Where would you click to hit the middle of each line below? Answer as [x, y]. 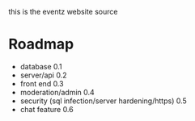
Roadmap [41, 44]
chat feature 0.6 [47, 109]
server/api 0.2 [43, 75]
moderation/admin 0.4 [57, 92]
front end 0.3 [42, 83]
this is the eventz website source [63, 12]
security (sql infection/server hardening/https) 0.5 [104, 101]
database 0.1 [41, 66]
